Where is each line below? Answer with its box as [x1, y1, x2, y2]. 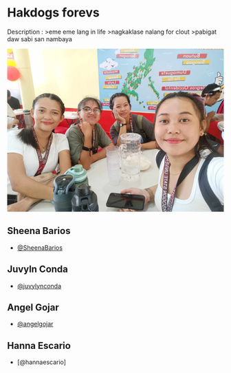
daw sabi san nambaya [7, 34, 72, 43]
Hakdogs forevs [7, 5, 100, 21]
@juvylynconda [16, 281, 62, 290]
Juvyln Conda [7, 264, 69, 275]
